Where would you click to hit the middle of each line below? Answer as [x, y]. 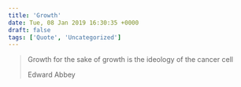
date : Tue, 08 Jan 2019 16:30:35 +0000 [74, 23]
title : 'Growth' [35, 15]
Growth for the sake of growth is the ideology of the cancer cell [130, 60]
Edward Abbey [52, 74]
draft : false [30, 30]
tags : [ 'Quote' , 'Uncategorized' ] [65, 37]
